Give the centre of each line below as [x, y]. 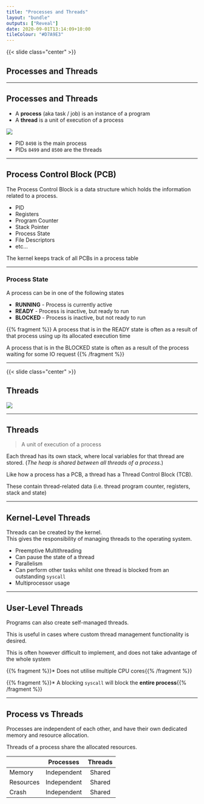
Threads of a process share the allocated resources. [72, 747]
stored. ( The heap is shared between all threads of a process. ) [85, 463]
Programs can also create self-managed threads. [68, 622]
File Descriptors [35, 240]
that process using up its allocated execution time [68, 336]
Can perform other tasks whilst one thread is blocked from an [92, 570]
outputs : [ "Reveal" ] [32, 23]
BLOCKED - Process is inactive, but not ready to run [80, 317]
